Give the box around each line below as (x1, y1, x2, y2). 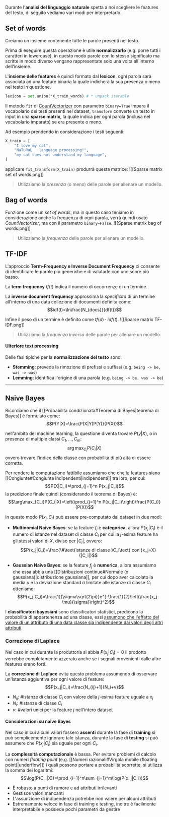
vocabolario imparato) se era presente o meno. (5, 118, 103, 125)
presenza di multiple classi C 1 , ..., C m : (5, 435, 82, 443)
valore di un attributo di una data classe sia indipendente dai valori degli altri (5, 619, 163, 625)
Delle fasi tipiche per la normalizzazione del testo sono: (5, 354, 122, 360)
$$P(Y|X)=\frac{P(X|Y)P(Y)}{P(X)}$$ (46, 420, 123, 426)
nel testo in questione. (5, 84, 51, 90)
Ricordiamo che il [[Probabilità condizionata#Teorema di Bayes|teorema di (5, 407, 159, 413)
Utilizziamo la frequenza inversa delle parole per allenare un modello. (17, 331, 161, 337)
